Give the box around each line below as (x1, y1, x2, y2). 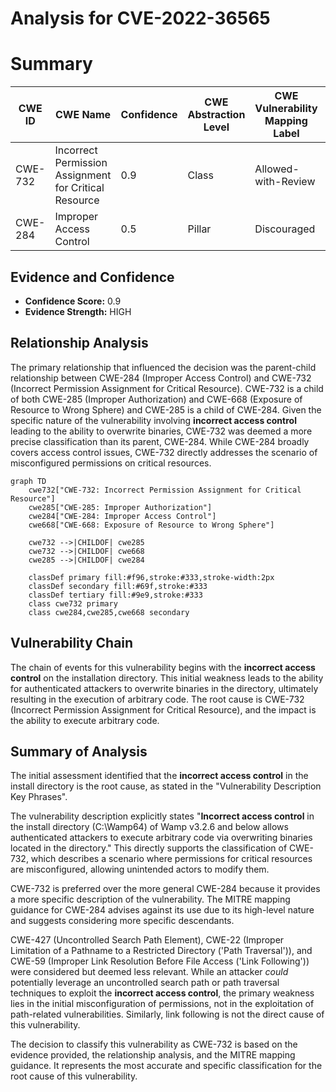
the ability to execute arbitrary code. (10, 714, 160, 726)
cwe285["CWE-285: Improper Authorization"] (28, 502, 213, 512)
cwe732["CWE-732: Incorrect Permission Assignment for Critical (28, 485, 302, 495)
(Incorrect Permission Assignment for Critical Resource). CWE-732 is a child (10, 382, 324, 394)
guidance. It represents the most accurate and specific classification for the (10, 1060, 323, 1072)
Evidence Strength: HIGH (24, 305, 132, 317)
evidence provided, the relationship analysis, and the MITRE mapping (10, 1049, 296, 1061)
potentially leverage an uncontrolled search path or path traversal (10, 977, 280, 989)
